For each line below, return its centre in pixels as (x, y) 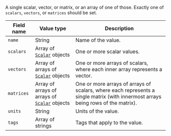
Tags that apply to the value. (109, 123)
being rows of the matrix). (106, 103)
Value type (53, 28)
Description (119, 28)
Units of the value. (97, 111)
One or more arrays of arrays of (113, 84)
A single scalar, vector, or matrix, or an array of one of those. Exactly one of (84, 7)
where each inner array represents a (119, 69)
